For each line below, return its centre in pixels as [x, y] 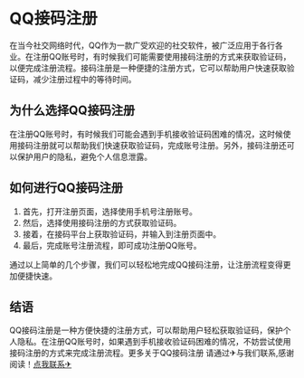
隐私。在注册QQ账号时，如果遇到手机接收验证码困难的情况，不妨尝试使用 [154, 342]
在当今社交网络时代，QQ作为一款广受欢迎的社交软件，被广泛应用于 [134, 45]
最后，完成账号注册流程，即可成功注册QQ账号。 [112, 245]
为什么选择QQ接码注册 [72, 111]
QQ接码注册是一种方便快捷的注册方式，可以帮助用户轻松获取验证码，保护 [146, 330]
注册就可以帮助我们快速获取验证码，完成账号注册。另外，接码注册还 [160, 145]
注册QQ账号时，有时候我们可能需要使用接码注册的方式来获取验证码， [162, 56]
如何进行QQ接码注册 [66, 188]
